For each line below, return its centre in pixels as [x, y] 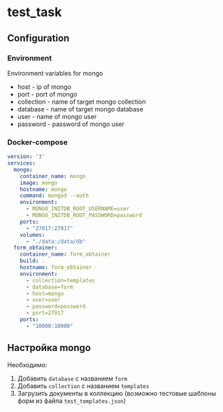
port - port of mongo [47, 94]
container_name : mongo [53, 176]
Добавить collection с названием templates [83, 385]
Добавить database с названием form [72, 378]
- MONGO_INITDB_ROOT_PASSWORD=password [84, 215]
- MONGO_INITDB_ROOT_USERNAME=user [78, 209]
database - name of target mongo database [80, 109]
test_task [35, 12]
